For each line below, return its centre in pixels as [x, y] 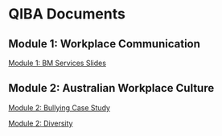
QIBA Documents [67, 14]
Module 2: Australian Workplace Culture [111, 88]
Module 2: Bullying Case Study [60, 107]
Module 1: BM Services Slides [58, 63]
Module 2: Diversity [41, 123]
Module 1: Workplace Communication [105, 44]
